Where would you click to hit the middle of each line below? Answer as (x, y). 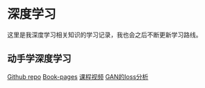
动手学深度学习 (39, 59)
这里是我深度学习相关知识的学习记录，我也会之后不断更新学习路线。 (105, 35)
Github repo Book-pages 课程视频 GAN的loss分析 (78, 76)
